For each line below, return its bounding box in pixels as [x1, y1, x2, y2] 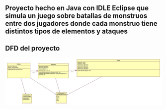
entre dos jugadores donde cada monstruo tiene [5, 19, 158, 28]
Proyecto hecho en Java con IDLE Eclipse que [5, 4, 149, 12]
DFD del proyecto [5, 44, 60, 53]
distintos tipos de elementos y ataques [5, 27, 128, 36]
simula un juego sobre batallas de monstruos [5, 12, 148, 20]
